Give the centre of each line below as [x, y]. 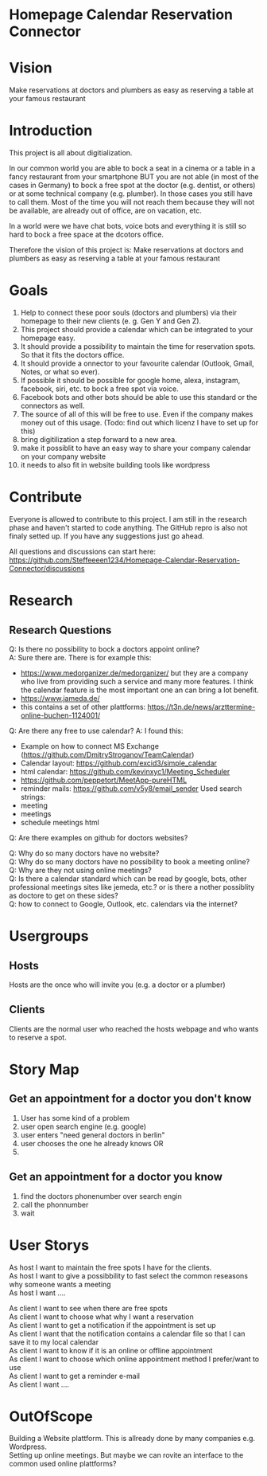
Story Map [44, 1069]
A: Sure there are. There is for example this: [80, 657]
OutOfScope [51, 1416]
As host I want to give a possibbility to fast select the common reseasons [129, 1275]
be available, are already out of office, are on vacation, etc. [105, 211]
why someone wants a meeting [60, 1284]
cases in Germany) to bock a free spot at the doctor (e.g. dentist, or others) [132, 186]
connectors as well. [52, 405]
